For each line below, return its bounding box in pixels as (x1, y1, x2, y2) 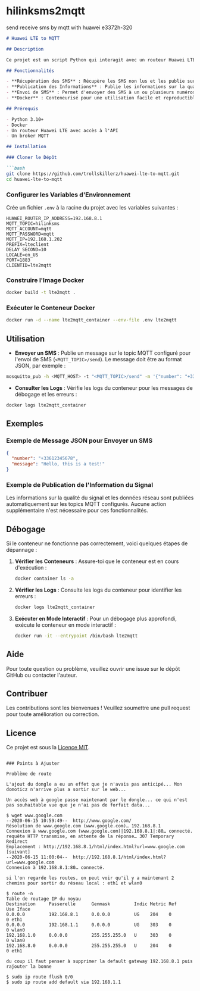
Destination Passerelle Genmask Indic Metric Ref (6, 901, 177, 907)
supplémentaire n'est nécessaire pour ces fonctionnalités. (6, 507, 149, 514)
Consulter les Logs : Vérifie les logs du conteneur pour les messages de (14, 384, 193, 392)
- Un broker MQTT (6, 133, 49, 139)
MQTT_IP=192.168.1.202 (6, 236, 62, 242)
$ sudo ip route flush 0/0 (6, 974, 73, 980)
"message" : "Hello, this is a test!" (11, 461, 105, 467)
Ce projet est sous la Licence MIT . (6, 744, 90, 751)
